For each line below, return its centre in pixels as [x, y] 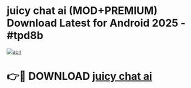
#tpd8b [25, 36]
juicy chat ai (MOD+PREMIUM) [82, 11]
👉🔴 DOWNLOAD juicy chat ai [79, 76]
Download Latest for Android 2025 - [96, 23]
